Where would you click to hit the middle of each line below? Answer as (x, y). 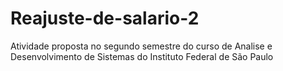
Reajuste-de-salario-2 (105, 18)
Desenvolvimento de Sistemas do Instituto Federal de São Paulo (142, 56)
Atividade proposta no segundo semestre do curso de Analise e (141, 46)
